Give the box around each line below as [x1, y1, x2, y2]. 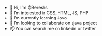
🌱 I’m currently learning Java [9, 15, 67, 20]
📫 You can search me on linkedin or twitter [9, 26, 96, 31]
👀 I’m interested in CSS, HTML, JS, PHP [9, 10, 88, 16]
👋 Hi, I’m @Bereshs [9, 5, 48, 10]
